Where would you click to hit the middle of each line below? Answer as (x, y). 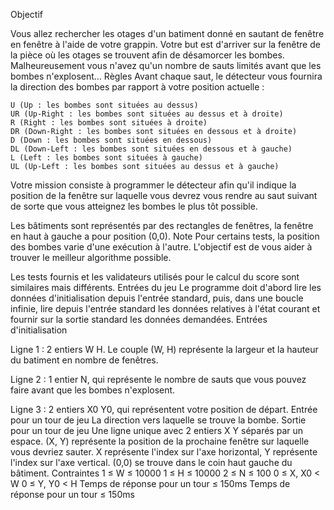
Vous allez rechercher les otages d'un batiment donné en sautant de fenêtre (167, 33)
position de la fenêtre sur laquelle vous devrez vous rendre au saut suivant (164, 195)
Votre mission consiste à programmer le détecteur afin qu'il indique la (153, 185)
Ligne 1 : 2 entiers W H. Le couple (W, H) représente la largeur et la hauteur (164, 349)
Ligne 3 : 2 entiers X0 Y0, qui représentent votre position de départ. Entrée (164, 409)
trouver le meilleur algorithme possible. (91, 257)
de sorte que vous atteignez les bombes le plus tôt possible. (134, 206)
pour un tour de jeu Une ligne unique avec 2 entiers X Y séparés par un (157, 430)
